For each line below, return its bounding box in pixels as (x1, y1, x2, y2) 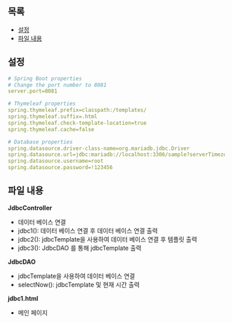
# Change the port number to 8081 (8, 81, 107, 88)
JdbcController (8, 204, 52, 212)
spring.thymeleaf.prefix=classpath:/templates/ (8, 107, 147, 114)
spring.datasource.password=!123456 (8, 164, 113, 171)
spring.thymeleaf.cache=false (8, 126, 95, 133)
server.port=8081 (8, 88, 58, 95)
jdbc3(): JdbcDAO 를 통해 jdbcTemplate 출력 (17, 244, 142, 252)
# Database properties (8, 138, 73, 146)
